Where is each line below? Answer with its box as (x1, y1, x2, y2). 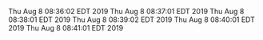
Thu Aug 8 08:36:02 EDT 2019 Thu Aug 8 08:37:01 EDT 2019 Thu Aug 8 (8, 7, 245, 16)
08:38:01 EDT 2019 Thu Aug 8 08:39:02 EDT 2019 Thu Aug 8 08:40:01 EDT (8, 15, 256, 24)
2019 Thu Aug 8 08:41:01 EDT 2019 (8, 24, 124, 32)
